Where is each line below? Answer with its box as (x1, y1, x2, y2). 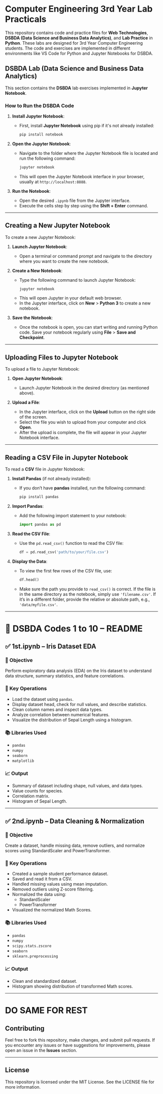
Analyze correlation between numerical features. (12, 711, 110, 717)
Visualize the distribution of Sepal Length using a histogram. (12, 717, 132, 723)
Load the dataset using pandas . (12, 696, 74, 702)
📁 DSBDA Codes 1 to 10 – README (5, 623, 143, 634)
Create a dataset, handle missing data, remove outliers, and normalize (5, 842, 145, 848)
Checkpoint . (19, 335, 45, 340)
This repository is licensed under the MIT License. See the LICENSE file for (5, 1079, 155, 1085)
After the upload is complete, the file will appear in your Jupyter (19, 430, 147, 436)
